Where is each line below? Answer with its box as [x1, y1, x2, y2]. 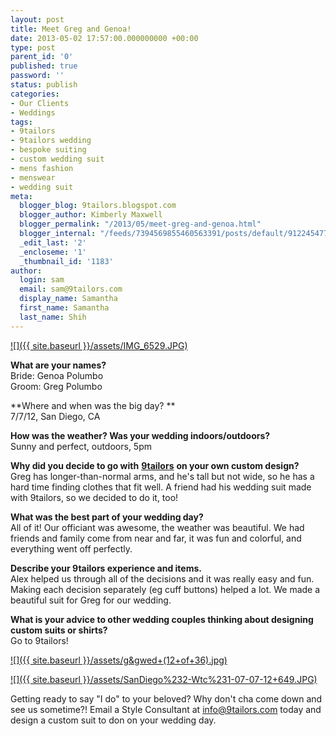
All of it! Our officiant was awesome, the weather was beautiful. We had [10, 521, 305, 533]
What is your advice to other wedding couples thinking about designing [10, 613, 314, 625]
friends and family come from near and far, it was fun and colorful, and [10, 532, 302, 544]
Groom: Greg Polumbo [10, 380, 103, 392]
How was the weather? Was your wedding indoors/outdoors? [10, 429, 271, 441]
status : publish [10, 80, 78, 90]
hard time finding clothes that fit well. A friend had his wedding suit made [10, 481, 312, 493]
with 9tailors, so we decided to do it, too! [10, 491, 179, 503]
